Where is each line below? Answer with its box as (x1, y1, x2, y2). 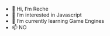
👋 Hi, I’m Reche (11, 6, 49, 12)
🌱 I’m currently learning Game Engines (11, 18, 104, 24)
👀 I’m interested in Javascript (11, 11, 82, 18)
